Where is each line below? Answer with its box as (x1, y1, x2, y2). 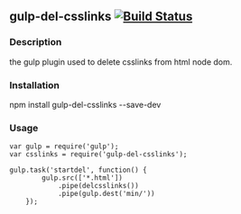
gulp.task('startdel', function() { (9, 165, 147, 175)
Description (9, 36, 62, 49)
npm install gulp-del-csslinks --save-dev (9, 99, 162, 110)
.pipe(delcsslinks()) (57, 182, 140, 191)
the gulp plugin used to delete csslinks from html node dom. (9, 56, 233, 67)
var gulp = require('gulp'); (9, 142, 119, 151)
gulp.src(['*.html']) (42, 174, 124, 183)
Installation (9, 78, 60, 91)
